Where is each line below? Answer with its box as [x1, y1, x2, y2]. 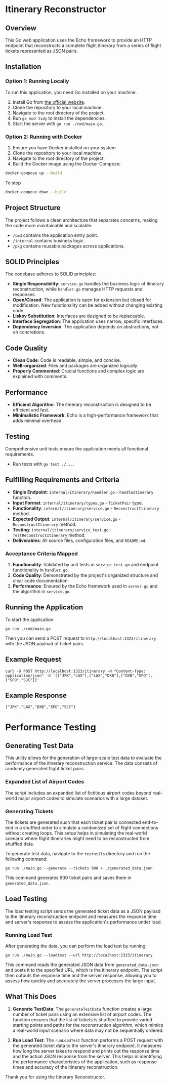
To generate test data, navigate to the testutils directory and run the [5, 850, 150, 856]
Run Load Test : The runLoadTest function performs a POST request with [12, 1037, 163, 1043]
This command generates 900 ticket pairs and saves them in [5, 874, 132, 881]
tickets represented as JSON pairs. [5, 48, 78, 54]
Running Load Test [5, 931, 52, 938]
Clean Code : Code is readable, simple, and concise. [12, 357, 121, 363]
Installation [5, 62, 41, 71]
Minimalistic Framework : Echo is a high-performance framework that [12, 412, 158, 418]
